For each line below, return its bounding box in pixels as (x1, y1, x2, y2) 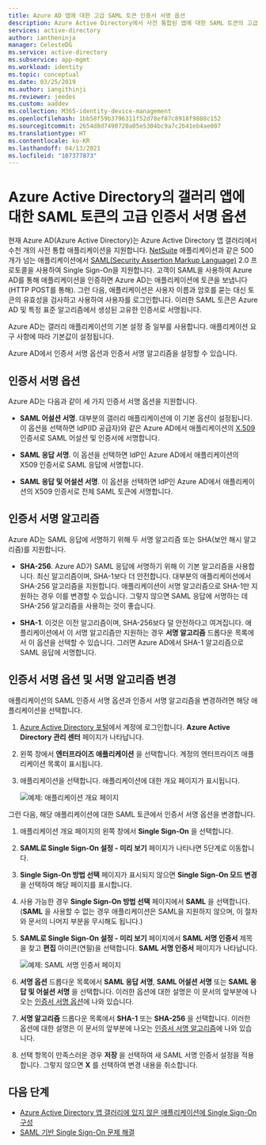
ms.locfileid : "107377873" (8, 151, 97, 159)
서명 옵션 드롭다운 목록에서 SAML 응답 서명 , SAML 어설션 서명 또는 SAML (19, 976, 249, 987)
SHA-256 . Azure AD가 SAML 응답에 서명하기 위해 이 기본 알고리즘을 (19, 561, 234, 571)
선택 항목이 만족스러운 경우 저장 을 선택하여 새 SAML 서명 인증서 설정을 (19, 1050, 240, 1059)
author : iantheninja (8, 33, 77, 42)
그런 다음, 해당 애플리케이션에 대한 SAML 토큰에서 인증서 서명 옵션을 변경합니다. (8, 809, 256, 819)
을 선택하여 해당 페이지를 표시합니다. (19, 880, 132, 889)
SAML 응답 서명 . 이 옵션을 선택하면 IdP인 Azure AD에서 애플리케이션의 (19, 450, 239, 460)
